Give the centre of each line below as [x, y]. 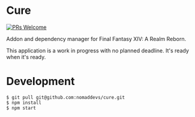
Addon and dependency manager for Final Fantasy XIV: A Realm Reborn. [96, 39]
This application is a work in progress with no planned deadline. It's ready [98, 50]
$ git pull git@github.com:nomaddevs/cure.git [66, 97]
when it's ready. [26, 57]
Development [41, 81]
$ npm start [21, 108]
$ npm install [24, 103]
